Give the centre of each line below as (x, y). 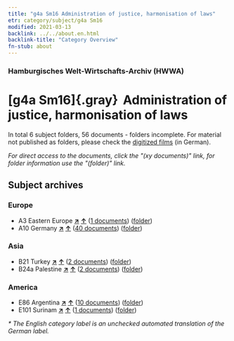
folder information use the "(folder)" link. (67, 163)
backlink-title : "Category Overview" (63, 40)
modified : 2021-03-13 (40, 27)
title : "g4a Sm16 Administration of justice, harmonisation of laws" (112, 14)
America (23, 287)
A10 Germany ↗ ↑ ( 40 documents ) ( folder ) (80, 228)
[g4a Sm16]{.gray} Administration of (118, 100)
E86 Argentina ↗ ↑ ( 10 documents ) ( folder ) (80, 302)
